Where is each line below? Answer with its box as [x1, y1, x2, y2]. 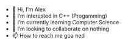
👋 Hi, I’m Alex [12, 6, 46, 13]
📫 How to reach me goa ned [12, 32, 85, 39]
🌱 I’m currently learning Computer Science [12, 19, 120, 26]
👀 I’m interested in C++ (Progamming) [12, 12, 108, 19]
